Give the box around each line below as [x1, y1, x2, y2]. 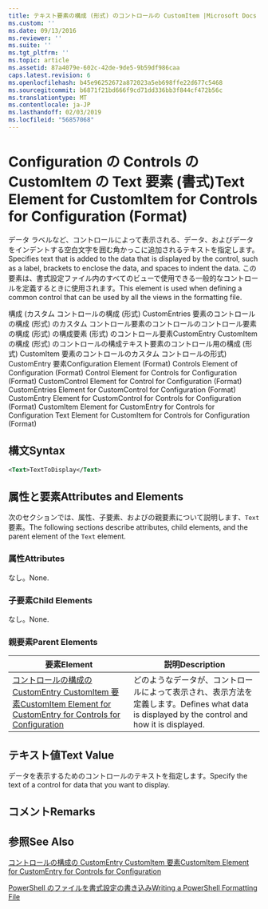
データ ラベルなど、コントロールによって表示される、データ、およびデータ [8, 234, 254, 244]
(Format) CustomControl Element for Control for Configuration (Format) [8, 376, 242, 386]
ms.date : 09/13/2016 [8, 26, 77, 34]
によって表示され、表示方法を [140, 687, 253, 698]
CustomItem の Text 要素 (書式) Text [8, 173, 245, 191]
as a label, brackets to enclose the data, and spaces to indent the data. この [8, 263, 257, 273]
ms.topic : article [8, 57, 69, 65]
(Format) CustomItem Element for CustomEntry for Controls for [8, 402, 215, 411]
